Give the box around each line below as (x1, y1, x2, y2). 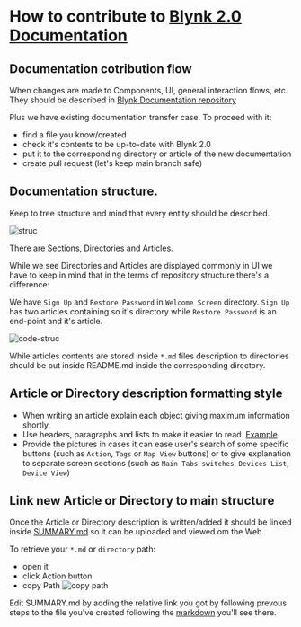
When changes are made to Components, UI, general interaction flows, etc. (9, 85, 288, 95)
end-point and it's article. (9, 315, 103, 326)
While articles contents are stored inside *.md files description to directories (9, 350, 289, 361)
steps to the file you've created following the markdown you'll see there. (9, 607, 277, 618)
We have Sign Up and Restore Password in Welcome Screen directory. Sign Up (9, 296, 290, 307)
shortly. (22, 419, 51, 430)
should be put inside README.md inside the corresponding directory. (9, 359, 266, 370)
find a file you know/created (22, 129, 128, 140)
